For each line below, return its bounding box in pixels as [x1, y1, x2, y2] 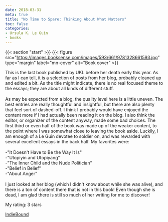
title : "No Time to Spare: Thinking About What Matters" [5, 17, 127, 22]
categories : [5, 26, 30, 31]
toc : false [5, 21, 28, 27]
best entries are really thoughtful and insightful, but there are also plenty [5, 101, 154, 107]
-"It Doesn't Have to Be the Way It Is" [5, 149, 82, 155]
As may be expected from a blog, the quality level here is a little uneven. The [5, 96, 163, 102]
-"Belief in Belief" [5, 165, 41, 171]
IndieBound [5, 211, 29, 217]
